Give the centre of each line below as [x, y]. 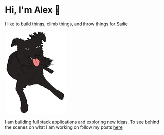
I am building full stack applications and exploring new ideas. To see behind [82, 122]
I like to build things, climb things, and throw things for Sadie [67, 24]
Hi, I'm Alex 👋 [33, 10]
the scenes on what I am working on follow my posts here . [64, 127]
